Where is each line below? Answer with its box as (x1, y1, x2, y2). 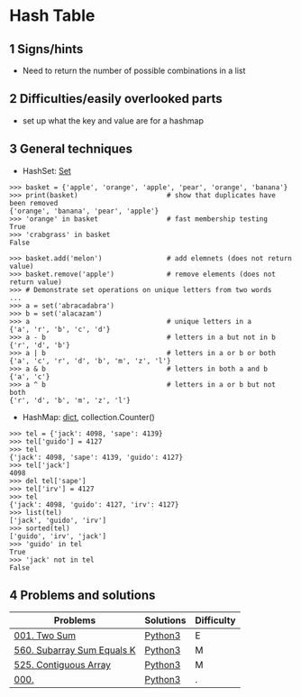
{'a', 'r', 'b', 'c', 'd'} (9, 325, 111, 334)
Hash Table (9, 5, 96, 26)
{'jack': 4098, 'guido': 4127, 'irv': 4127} (9, 500, 179, 509)
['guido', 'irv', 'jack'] (9, 531, 106, 541)
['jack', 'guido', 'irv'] (9, 516, 106, 525)
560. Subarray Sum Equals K (14, 644, 136, 656)
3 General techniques (9, 142, 133, 157)
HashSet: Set (22, 165, 72, 176)
